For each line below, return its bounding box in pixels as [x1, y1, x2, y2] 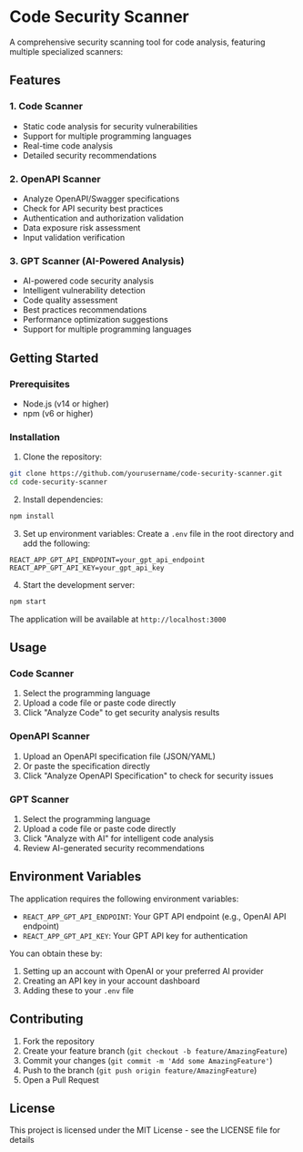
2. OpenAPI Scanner [9, 172, 102, 185]
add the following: [22, 538, 91, 549]
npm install [9, 511, 55, 520]
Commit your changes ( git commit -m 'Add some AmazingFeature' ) [22, 1054, 273, 1065]
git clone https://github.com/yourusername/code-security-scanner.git [9, 469, 283, 478]
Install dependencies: [22, 494, 104, 505]
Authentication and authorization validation [22, 212, 185, 223]
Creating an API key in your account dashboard [22, 975, 200, 986]
